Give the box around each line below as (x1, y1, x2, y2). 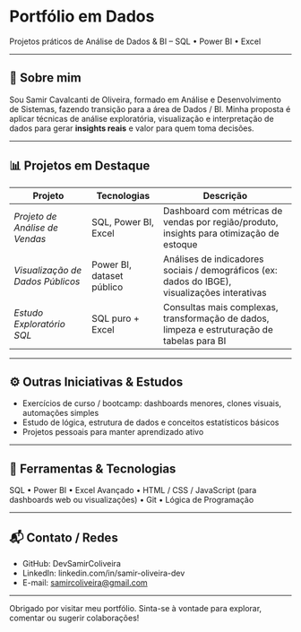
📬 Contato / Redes (9, 530, 118, 545)
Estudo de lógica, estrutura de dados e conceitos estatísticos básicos (21, 417, 279, 428)
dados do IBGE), (162, 275, 232, 288)
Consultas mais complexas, (162, 300, 279, 313)
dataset (91, 269, 124, 281)
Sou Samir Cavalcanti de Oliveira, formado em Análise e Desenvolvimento (9, 94, 282, 105)
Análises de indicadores (162, 253, 264, 265)
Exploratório (13, 317, 65, 330)
